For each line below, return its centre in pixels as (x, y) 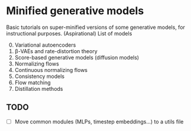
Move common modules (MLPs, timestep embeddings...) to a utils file (99, 122)
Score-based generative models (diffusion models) (77, 57)
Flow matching (33, 82)
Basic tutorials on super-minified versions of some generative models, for (96, 27)
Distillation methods (39, 89)
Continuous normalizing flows (51, 70)
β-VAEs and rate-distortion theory (56, 51)
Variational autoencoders (45, 45)
